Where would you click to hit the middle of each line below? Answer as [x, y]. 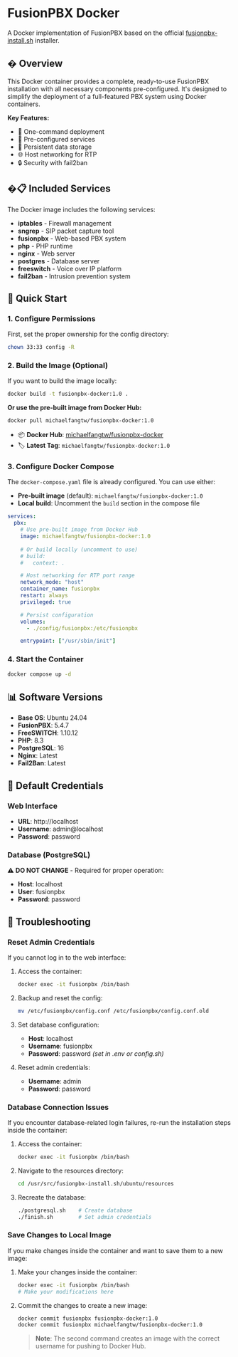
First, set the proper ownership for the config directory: [88, 334]
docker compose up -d [39, 674]
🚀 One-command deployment [61, 131]
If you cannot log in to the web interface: [67, 958]
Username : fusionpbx [60, 1046]
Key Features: [28, 117]
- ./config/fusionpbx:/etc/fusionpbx [82, 628]
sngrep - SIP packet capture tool [66, 231]
